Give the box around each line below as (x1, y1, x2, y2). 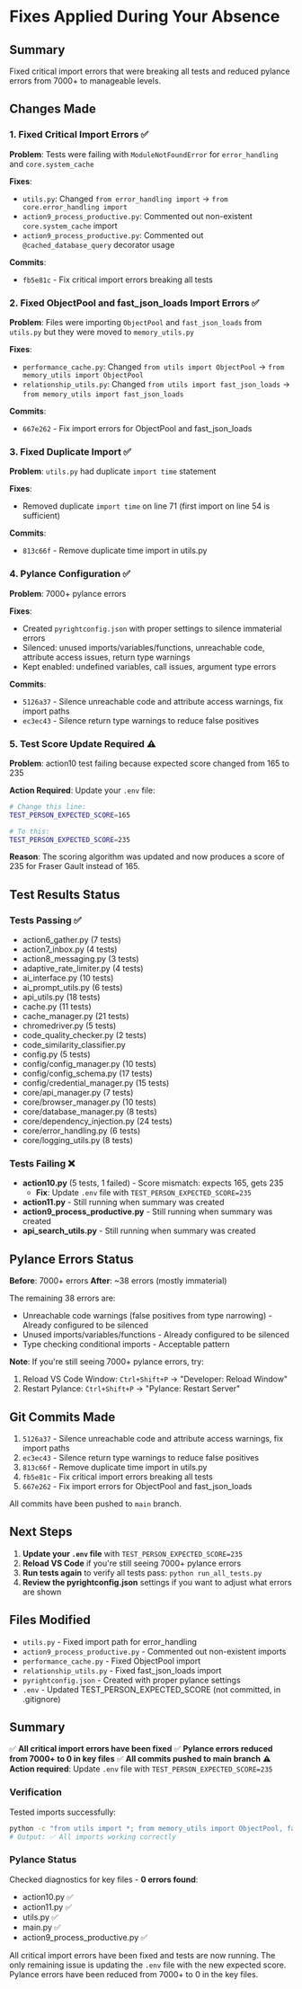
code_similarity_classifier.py (22, 1040, 126, 1051)
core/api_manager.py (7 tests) (22, 1088, 134, 1098)
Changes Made (9, 102, 96, 117)
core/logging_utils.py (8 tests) (22, 1135, 133, 1146)
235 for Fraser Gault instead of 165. (9, 861, 141, 872)
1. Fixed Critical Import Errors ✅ (9, 129, 149, 141)
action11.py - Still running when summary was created (22, 1197, 225, 1208)
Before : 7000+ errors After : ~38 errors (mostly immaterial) (9, 1275, 227, 1286)
